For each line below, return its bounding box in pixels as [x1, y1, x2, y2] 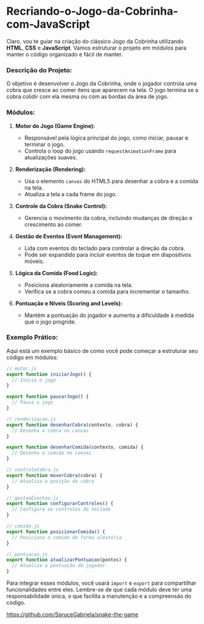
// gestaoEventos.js [6, 495, 59, 501]
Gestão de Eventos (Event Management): [15, 232, 123, 240]
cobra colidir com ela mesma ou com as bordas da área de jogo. [6, 93, 169, 101]
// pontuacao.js [6, 551, 48, 557]
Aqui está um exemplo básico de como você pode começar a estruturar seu [6, 347, 198, 354]
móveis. [24, 257, 45, 265]
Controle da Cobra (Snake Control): [15, 202, 107, 210]
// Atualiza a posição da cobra [12, 478, 95, 484]
